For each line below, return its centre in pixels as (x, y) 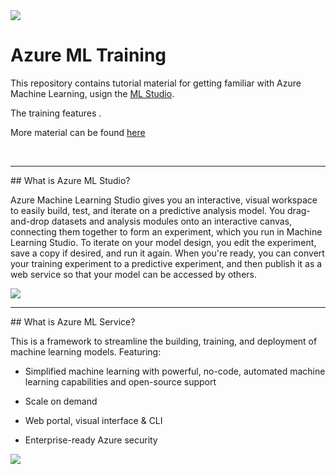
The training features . (56, 113)
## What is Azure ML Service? (73, 321)
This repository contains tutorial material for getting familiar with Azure (156, 83)
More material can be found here (78, 132)
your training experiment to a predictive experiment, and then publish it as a (166, 263)
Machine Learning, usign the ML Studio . (92, 93)
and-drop (30, 221)
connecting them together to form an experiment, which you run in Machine (166, 231)
